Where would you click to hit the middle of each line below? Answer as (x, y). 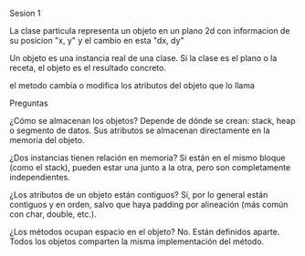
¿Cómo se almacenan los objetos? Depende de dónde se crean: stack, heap (152, 121)
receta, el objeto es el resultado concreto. (88, 68)
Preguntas (29, 103)
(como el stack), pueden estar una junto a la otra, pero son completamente (150, 167)
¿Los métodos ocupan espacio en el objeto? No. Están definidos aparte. (145, 232)
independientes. (40, 177)
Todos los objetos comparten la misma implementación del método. (137, 241)
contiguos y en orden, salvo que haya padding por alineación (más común (149, 205)
